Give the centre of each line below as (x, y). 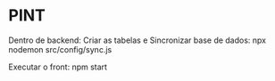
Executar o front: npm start (58, 67)
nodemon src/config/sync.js (60, 49)
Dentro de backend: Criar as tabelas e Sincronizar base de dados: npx (137, 40)
